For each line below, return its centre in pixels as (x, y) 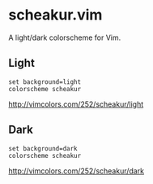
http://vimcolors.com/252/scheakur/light (76, 104)
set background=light (45, 82)
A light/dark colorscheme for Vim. (65, 37)
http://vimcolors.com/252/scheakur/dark (76, 171)
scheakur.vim (55, 15)
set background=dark (43, 148)
